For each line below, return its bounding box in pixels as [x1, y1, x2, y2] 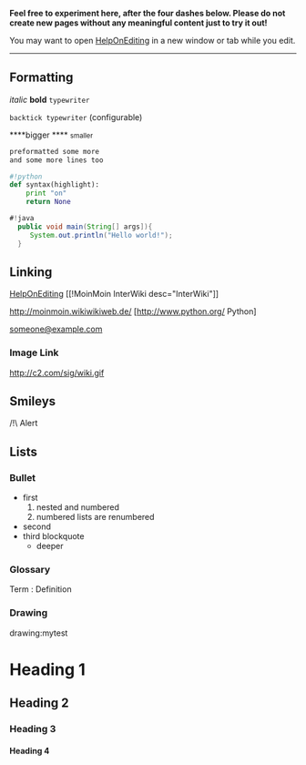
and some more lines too [9, 155, 104, 165]
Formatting [9, 70, 74, 86]
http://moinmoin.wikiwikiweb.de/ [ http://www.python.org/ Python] [9, 306, 257, 317]
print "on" [25, 189, 67, 199]
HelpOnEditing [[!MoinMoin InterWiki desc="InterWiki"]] [9, 289, 219, 300]
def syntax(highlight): [9, 180, 100, 189]
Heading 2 [9, 696, 70, 711]
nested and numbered [36, 502, 120, 513]
